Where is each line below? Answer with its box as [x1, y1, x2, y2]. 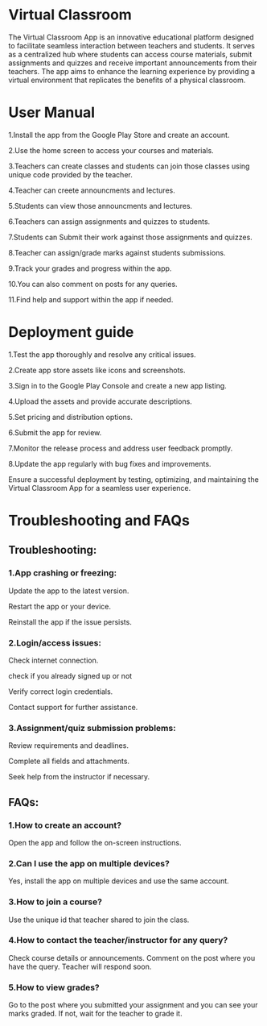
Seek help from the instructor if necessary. [8, 772, 150, 782]
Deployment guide [8, 323, 134, 342]
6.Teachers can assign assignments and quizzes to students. [8, 216, 211, 226]
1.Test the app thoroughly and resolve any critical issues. [8, 349, 196, 359]
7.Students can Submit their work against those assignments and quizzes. [8, 232, 253, 242]
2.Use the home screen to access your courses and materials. [8, 145, 215, 155]
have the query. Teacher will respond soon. [8, 962, 152, 971]
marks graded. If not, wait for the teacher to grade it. [8, 1009, 183, 1019]
